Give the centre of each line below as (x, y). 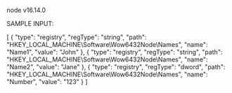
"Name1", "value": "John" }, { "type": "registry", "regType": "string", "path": (115, 52)
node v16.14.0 (26, 10)
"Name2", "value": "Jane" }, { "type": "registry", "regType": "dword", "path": (116, 67)
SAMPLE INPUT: (30, 23)
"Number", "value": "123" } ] (47, 82)
